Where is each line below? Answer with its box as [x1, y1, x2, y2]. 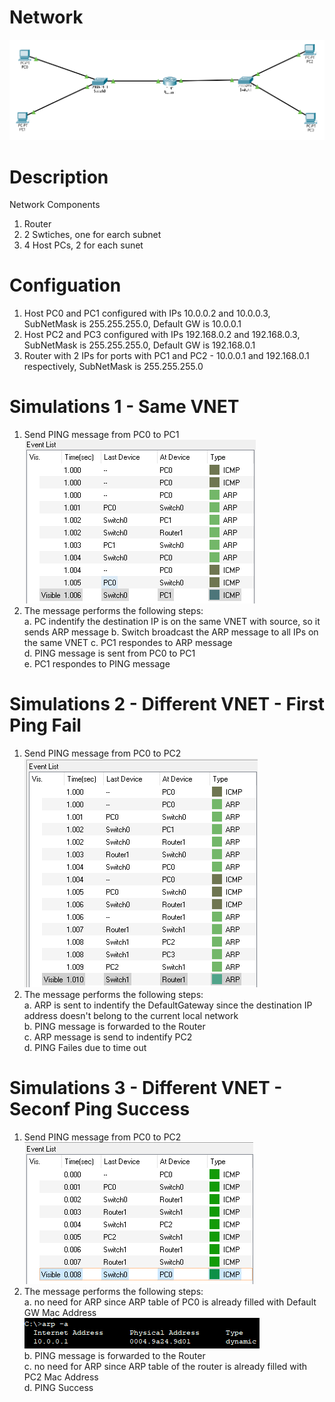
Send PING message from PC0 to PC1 [23, 429, 180, 441]
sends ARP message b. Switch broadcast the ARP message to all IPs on [23, 626, 319, 638]
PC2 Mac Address [23, 1371, 99, 1383]
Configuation [9, 274, 122, 297]
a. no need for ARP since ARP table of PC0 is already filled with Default [23, 1296, 317, 1308]
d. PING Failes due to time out [23, 1042, 147, 1054]
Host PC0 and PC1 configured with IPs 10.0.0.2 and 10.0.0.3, [23, 307, 271, 320]
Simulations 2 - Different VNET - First [9, 693, 325, 716]
